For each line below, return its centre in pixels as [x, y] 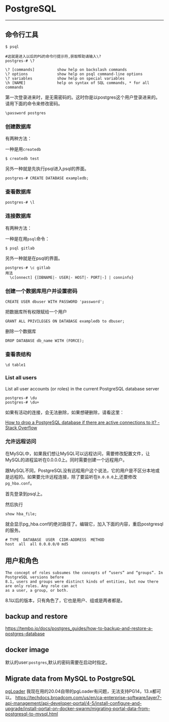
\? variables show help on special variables [65, 78]
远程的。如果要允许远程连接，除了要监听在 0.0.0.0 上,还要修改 [73, 476]
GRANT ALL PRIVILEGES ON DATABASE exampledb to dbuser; [65, 321]
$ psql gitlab [20, 248]
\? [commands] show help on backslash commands [66, 69]
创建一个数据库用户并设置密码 [41, 291]
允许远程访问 [21, 442]
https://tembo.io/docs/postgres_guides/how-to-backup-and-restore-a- [79, 628]
